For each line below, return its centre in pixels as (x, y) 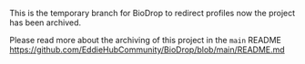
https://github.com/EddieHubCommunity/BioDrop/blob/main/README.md (147, 50)
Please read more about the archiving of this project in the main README (146, 40)
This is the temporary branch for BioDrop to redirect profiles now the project (152, 13)
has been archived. (46, 23)
